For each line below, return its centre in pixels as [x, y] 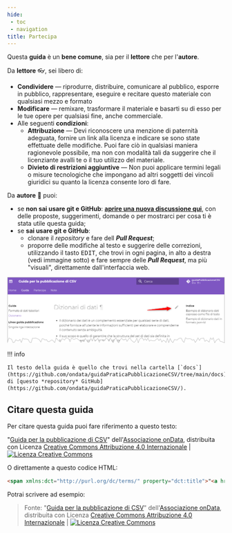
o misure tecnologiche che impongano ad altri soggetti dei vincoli [120, 175]
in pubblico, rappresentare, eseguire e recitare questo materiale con [114, 94]
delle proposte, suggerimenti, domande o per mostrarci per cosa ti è [114, 216]
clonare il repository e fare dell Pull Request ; [91, 238]
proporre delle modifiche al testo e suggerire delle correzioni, [115, 246]
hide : [15, 14]
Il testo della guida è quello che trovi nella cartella [91, 368]
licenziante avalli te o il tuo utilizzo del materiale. [96, 160]
